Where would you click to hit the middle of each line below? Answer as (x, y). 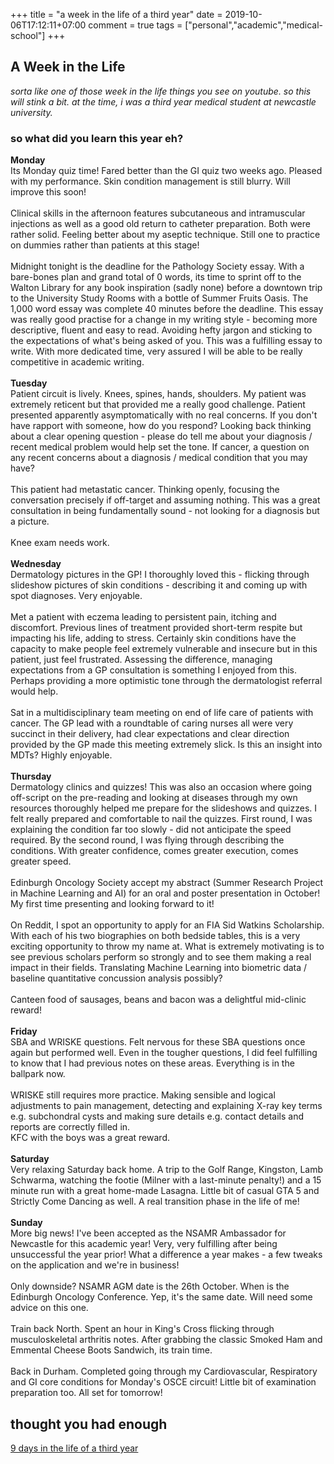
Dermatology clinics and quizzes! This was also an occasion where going (161, 787)
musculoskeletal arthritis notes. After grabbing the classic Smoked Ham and (166, 1340)
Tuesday (29, 383)
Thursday (31, 776)
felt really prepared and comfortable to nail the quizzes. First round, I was (161, 819)
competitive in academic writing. (77, 362)
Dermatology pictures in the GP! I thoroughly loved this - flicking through (160, 575)
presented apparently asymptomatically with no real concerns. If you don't (164, 415)
